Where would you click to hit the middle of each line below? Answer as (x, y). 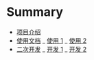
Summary (35, 12)
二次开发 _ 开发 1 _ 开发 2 (51, 49)
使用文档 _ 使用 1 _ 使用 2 (51, 40)
